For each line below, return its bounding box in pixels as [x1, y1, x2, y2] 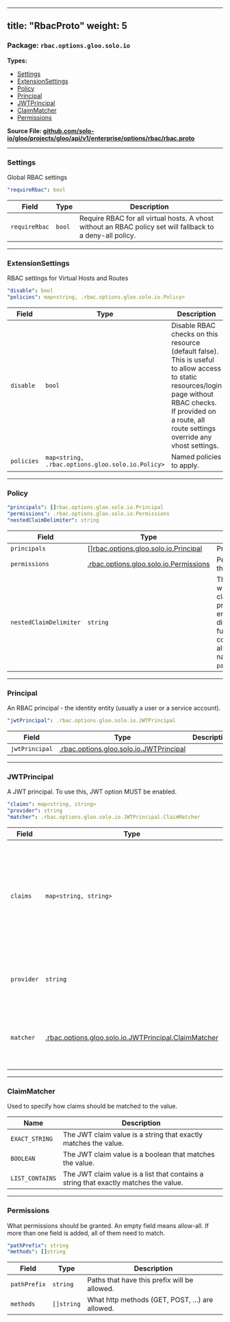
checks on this [170, 329, 218, 338]
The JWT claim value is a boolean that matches [62, 1150, 216, 1159]
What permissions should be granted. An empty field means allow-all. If [7, 1221, 209, 1229]
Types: [7, 56, 27, 65]
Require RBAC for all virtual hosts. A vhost [79, 213, 214, 223]
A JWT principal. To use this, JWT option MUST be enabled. [7, 787, 177, 796]
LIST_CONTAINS [10, 1174, 57, 1183]
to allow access [170, 363, 221, 373]
